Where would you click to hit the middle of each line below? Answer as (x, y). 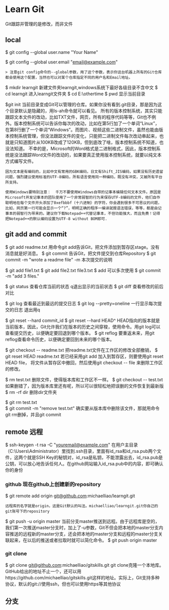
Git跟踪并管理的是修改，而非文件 (39, 24)
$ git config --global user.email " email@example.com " (62, 62)
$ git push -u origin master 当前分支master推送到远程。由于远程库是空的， (82, 521)
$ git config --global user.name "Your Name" (52, 52)
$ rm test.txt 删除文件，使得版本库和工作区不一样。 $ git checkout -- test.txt (84, 379)
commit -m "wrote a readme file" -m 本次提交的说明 (59, 259)
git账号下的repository (27, 511)
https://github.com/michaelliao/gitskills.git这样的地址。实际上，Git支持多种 (82, 577)
